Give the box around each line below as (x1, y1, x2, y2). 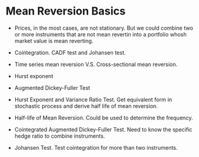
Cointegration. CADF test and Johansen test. (14, 48, 126, 56)
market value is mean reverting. (14, 37, 94, 44)
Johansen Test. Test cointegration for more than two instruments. (14, 144, 178, 151)
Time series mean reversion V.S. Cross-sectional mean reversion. (14, 61, 178, 68)
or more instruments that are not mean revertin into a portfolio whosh (14, 30, 187, 38)
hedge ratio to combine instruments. (14, 132, 105, 139)
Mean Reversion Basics (5, 4, 126, 18)
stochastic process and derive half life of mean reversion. (14, 102, 158, 110)
